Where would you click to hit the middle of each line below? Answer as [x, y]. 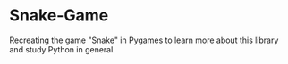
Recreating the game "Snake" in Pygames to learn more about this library [144, 40]
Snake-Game [59, 16]
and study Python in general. [63, 49]
